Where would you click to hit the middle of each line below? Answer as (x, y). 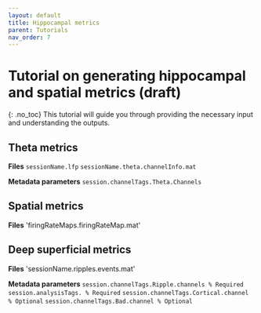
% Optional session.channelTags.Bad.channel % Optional (101, 301)
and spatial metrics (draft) (95, 93)
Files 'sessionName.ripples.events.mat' (72, 268)
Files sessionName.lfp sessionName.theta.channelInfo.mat (102, 166)
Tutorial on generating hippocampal (127, 76)
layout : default (34, 15)
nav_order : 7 (29, 37)
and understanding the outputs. (59, 123)
